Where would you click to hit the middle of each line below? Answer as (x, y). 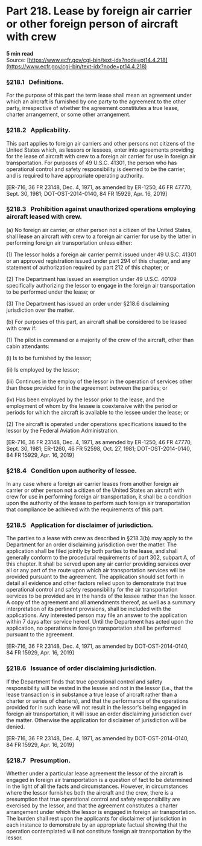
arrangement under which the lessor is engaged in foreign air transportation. (101, 812)
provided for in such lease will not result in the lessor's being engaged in (96, 707)
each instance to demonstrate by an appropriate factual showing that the (97, 825)
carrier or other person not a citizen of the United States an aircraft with (95, 490)
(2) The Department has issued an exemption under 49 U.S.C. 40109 (91, 279)
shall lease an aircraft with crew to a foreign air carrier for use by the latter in (101, 236)
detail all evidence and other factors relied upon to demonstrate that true (96, 583)
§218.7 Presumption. (39, 760)
